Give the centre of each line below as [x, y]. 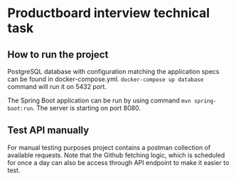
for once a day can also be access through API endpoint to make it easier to [118, 162]
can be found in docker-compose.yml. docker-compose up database [106, 79]
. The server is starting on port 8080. [87, 108]
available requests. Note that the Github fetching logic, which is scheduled [116, 155]
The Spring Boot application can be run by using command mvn [100, 100]
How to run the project [58, 54]
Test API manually [48, 131]
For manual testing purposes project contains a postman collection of [109, 147]
